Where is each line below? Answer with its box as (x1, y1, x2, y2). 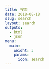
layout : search (5, 20, 36, 26)
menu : (5, 39, 16, 44)
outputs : (5, 25, 23, 30)
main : (9, 43, 21, 48)
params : (14, 52, 29, 57)
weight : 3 (14, 48, 34, 52)
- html (9, 30, 23, 34)
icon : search (17, 57, 45, 62)
